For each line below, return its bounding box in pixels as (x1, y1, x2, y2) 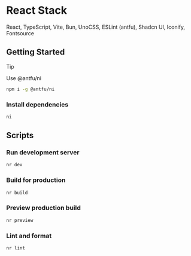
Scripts (6, 130, 34, 141)
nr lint (6, 245, 26, 251)
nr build (6, 190, 28, 196)
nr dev (6, 162, 23, 168)
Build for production (6, 176, 66, 184)
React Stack (6, 4, 68, 17)
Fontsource (6, 29, 35, 36)
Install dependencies (6, 100, 69, 108)
